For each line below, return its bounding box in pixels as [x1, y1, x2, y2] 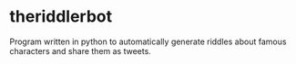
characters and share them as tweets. [9, 45, 152, 56]
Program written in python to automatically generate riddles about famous [9, 36, 287, 47]
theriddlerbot [9, 6, 113, 27]
